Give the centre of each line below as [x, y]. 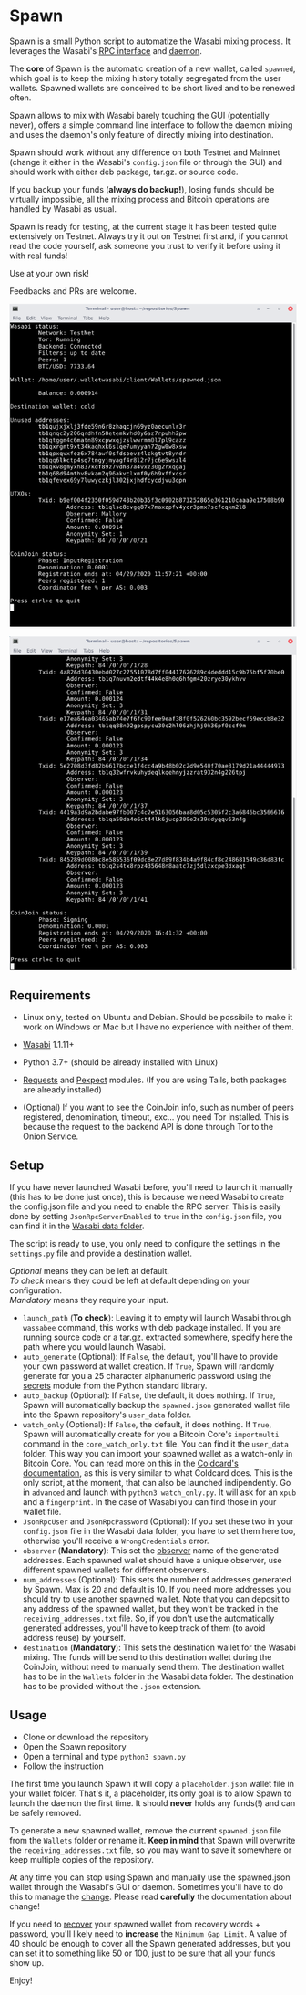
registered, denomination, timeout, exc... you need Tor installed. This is [156, 1117]
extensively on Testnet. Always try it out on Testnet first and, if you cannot [149, 236]
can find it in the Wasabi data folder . [77, 1226]
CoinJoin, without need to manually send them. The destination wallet [153, 1667]
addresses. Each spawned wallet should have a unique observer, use [152, 1561]
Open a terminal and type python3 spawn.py [104, 1756]
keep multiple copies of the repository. [82, 1859]
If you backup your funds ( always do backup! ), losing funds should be [142, 189]
